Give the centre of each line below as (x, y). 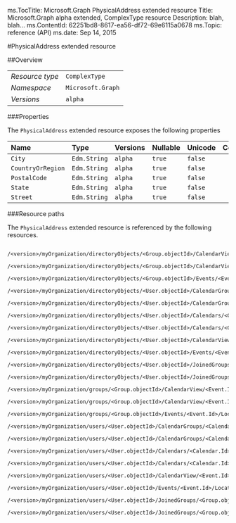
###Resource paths (36, 214)
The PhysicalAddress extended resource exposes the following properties (114, 130)
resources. (23, 235)
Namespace (31, 88)
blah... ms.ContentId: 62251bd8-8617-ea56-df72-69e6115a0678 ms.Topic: (115, 25)
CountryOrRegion (38, 168)
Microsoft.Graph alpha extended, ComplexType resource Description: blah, (116, 18)
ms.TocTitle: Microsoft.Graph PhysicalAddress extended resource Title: (110, 10)
